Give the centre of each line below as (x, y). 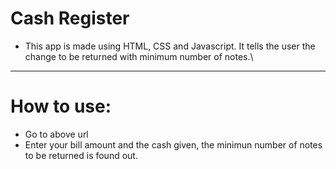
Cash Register (70, 18)
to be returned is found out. (81, 155)
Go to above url (56, 134)
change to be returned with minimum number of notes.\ (139, 56)
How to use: (61, 106)
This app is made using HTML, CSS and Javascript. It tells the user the (170, 46)
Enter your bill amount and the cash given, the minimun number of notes (173, 144)
